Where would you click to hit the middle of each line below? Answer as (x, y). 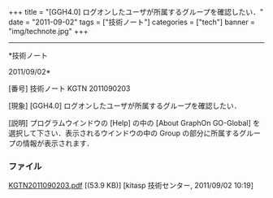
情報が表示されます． (58, 143)
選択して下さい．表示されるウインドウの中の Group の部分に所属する (124, 133)
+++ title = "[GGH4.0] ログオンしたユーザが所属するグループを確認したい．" (136, 12)
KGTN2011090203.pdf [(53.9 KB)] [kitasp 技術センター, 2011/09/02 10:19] (131, 186)
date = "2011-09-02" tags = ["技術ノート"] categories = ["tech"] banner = (132, 22)
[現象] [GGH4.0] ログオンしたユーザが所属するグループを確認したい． (125, 105)
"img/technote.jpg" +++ (48, 31)
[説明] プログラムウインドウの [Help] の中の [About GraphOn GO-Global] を (134, 123)
